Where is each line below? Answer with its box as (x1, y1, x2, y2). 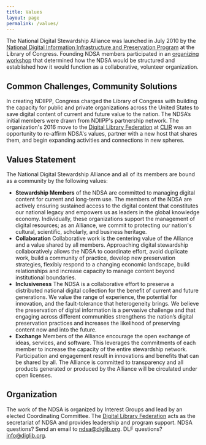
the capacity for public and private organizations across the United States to (6, 104, 199, 111)
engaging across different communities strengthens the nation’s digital (15, 313, 194, 320)
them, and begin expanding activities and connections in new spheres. (6, 136, 185, 144)
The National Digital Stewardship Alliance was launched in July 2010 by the (6, 37, 196, 45)
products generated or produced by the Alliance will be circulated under (15, 365, 197, 372)
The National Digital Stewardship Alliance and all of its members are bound (6, 171, 195, 178)
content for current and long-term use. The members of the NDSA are (15, 196, 193, 203)
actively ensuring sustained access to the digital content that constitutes (15, 202, 199, 209)
